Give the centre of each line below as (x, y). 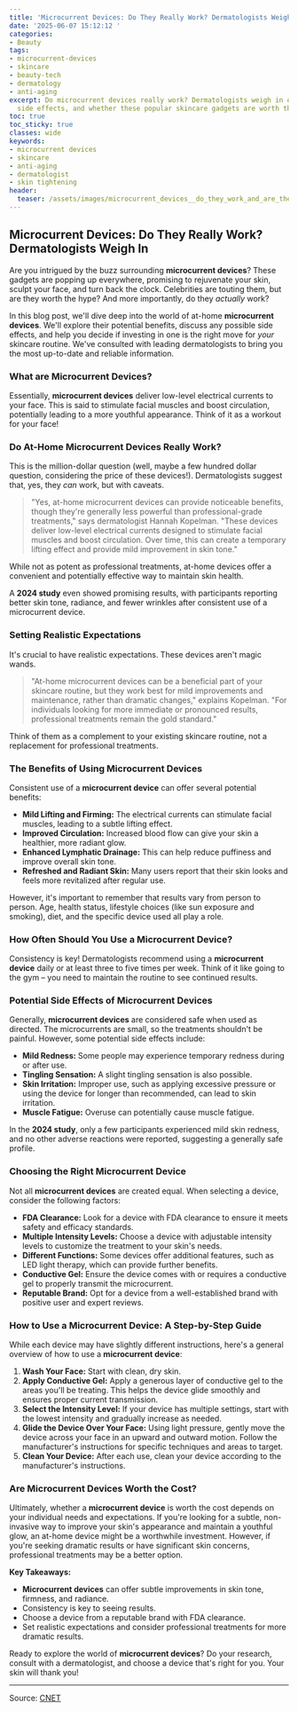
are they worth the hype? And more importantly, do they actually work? (139, 298)
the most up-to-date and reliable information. (92, 353)
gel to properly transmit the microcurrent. (98, 1283)
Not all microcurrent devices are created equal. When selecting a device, (144, 1191)
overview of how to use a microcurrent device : (96, 1354)
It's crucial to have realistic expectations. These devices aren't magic (135, 654)
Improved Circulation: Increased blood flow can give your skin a (140, 833)
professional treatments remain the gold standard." (124, 719)
